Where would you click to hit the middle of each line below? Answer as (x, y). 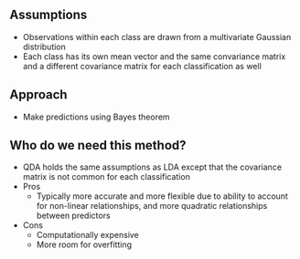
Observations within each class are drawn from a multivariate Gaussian (157, 36)
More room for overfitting (84, 244)
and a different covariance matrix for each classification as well (142, 66)
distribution (44, 47)
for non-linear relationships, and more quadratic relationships (152, 206)
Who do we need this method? (98, 145)
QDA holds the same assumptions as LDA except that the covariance (152, 167)
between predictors (74, 216)
